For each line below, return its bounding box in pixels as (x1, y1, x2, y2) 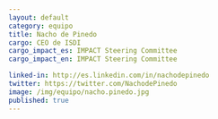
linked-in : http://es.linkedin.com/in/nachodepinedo (8, 71, 210, 81)
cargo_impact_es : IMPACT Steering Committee (8, 47, 178, 55)
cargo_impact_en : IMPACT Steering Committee (8, 55, 178, 64)
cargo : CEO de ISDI (8, 38, 82, 47)
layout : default (8, 13, 69, 22)
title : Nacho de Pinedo (8, 30, 98, 38)
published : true (8, 96, 69, 105)
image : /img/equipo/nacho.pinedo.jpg (8, 87, 150, 97)
